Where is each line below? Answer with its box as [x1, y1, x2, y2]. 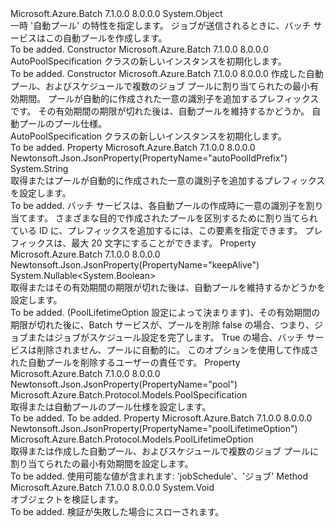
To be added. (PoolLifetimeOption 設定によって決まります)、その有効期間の [10, 307, 321, 318]
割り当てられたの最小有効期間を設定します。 [10, 458, 194, 469]
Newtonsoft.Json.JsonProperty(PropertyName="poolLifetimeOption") [10, 423, 298, 434]
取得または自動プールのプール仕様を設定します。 [10, 401, 212, 412]
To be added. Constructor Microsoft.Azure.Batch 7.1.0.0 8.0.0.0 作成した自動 [10, 68, 324, 79]
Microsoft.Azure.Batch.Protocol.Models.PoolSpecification [10, 389, 248, 401]
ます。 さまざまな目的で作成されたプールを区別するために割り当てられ [27, 212, 318, 224]
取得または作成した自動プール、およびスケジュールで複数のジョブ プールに [10, 445, 319, 457]
